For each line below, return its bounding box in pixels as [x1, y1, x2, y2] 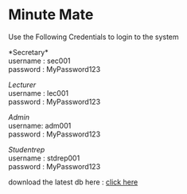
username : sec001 [8, 56, 71, 65]
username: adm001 [8, 121, 72, 130]
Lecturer [8, 80, 37, 89]
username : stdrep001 [8, 153, 80, 163]
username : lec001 [8, 88, 69, 97]
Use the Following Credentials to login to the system [8, 32, 179, 42]
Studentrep [8, 145, 45, 154]
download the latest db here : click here [8, 177, 138, 187]
